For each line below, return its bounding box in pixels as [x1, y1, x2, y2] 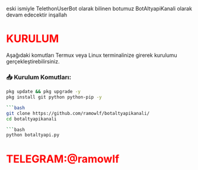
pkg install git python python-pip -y [6, 94, 102, 100]
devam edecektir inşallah [6, 11, 68, 18]
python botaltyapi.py [6, 132, 60, 138]
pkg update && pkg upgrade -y [6, 89, 81, 95]
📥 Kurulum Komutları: [6, 73, 72, 81]
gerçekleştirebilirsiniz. [6, 57, 60, 65]
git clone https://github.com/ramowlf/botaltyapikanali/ [6, 110, 150, 116]
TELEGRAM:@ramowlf [6, 152, 120, 165]
